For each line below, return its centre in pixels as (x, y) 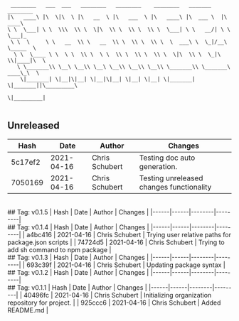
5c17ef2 (26, 162)
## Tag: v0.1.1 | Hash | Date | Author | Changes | (77, 287)
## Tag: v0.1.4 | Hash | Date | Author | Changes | (78, 227)
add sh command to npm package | (59, 249)
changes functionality (175, 187)
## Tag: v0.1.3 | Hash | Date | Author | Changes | (78, 257)
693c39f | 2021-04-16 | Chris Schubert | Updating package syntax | (126, 265)
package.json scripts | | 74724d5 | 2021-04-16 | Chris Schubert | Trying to (116, 242)
